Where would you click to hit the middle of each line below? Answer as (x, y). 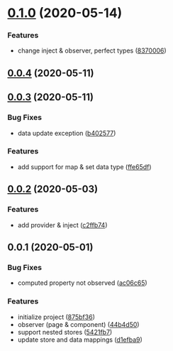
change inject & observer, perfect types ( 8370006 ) (92, 50)
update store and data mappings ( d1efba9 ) (80, 340)
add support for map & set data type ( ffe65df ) (84, 167)
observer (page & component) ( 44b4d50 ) (78, 324)
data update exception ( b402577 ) (67, 133)
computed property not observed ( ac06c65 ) (82, 283)
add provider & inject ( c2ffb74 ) (62, 225)
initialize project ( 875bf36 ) (56, 317)
